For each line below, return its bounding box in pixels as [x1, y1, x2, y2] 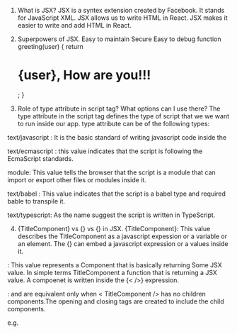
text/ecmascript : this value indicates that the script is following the [7, 147, 203, 155]
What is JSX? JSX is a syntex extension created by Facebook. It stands [17, 6, 225, 14]
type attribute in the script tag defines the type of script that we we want [17, 111, 230, 120]
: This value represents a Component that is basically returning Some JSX [7, 260, 222, 269]
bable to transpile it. [7, 196, 66, 205]
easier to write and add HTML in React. [17, 21, 132, 29]
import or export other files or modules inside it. [7, 175, 146, 184]
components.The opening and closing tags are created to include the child [7, 297, 224, 306]
